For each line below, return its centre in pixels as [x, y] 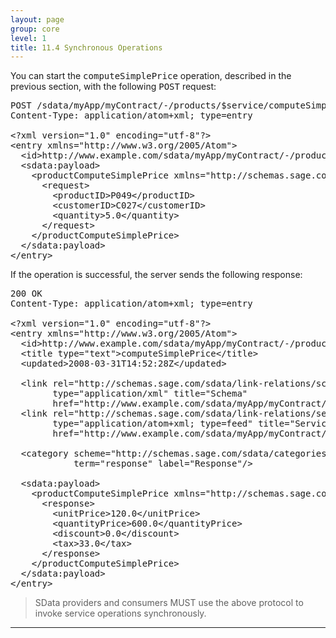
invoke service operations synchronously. [120, 613]
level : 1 [28, 38]
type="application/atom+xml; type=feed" [152, 424]
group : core [35, 29]
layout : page [37, 19]
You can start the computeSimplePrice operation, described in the [151, 76]
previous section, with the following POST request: [113, 87]
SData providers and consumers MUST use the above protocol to [169, 603]
